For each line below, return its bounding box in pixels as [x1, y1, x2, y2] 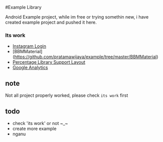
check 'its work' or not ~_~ [12, 120, 68, 126]
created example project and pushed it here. [5, 20, 97, 25]
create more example [12, 125, 57, 131]
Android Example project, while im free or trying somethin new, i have [5, 14, 149, 20]
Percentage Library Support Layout [12, 59, 86, 65]
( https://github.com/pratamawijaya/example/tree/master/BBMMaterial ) [12, 54, 158, 60]
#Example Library [5, 5, 42, 10]
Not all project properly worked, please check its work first [5, 92, 128, 98]
